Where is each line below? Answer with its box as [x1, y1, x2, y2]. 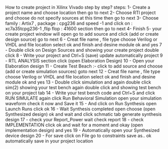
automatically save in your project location [5, 138, 93, 144]
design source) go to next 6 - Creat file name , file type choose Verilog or [5, 36, 158, 42]
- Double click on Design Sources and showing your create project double [5, 47, 159, 53]
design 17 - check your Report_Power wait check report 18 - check [5, 117, 144, 122]
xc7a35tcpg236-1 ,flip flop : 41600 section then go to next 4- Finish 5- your [5, 26, 162, 32]
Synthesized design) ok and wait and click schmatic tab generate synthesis [5, 111, 162, 117]
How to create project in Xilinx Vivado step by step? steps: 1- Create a [5, 5, 150, 10]
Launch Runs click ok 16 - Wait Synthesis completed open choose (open [5, 106, 155, 112]
